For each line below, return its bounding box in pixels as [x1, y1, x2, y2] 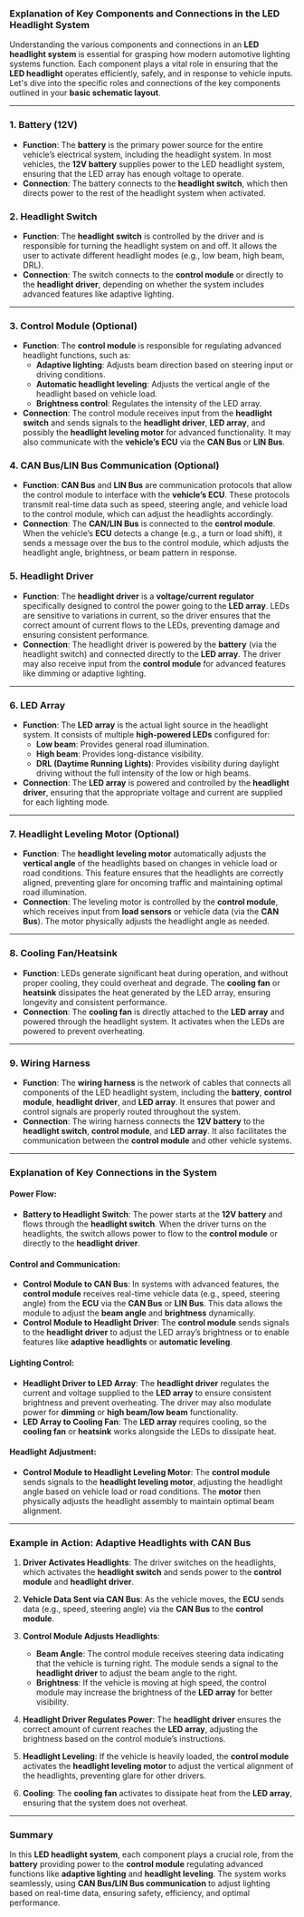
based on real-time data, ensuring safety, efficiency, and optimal [9, 1888, 251, 1899]
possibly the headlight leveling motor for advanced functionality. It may [22, 427, 291, 438]
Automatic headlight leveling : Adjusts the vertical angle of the [35, 379, 271, 390]
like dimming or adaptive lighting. [22, 668, 147, 679]
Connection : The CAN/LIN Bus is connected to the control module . [22, 518, 276, 529]
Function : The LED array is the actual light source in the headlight [22, 719, 269, 730]
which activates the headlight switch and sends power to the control [22, 1567, 282, 1577]
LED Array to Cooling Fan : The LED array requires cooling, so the [22, 1416, 267, 1427]
